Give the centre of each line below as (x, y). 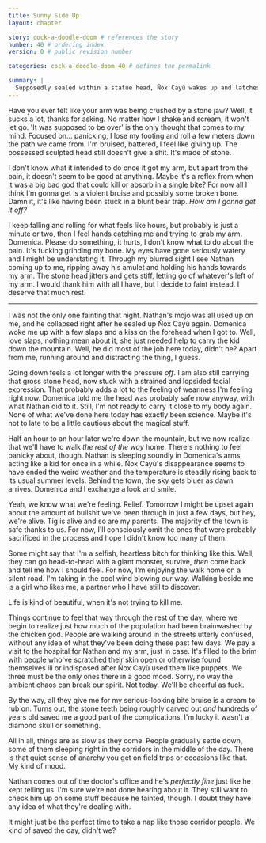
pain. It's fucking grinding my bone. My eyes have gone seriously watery (127, 250)
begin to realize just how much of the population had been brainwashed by (130, 625)
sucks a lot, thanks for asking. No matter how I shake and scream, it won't (129, 119)
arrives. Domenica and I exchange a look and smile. (92, 488)
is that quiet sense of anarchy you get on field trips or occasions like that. (128, 758)
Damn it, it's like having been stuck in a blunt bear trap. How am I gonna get (132, 201)
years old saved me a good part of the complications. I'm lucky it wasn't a (129, 716)
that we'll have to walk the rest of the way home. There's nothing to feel (125, 446)
